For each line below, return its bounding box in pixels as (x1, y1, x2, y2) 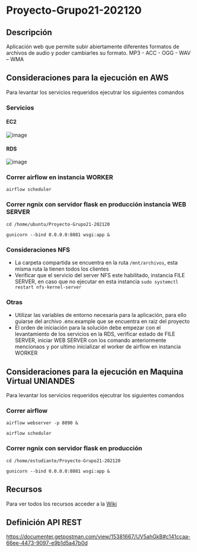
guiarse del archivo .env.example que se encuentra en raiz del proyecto (14, 318, 190, 325)
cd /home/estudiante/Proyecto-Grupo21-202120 (6, 457, 120, 464)
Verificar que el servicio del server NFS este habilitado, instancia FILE (14, 272, 185, 279)
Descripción (6, 27, 52, 37)
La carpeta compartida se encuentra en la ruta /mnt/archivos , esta (14, 259, 178, 266)
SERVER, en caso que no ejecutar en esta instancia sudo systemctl (14, 278, 179, 286)
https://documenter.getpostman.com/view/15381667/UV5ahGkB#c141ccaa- (6, 533, 191, 540)
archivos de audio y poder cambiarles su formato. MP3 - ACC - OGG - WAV (6, 49, 191, 57)
